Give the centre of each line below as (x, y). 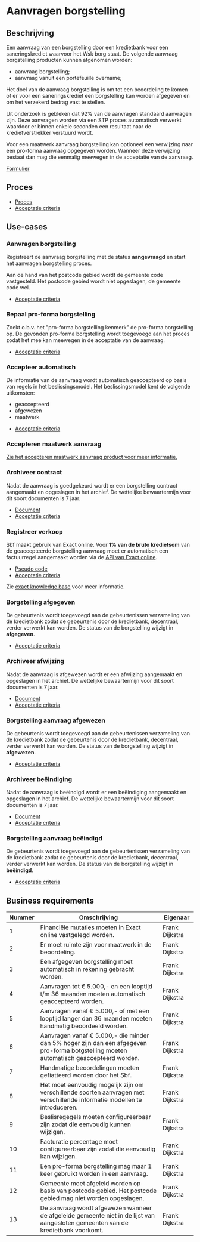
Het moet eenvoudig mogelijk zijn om (92, 1085)
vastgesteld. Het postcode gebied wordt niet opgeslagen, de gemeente (94, 281)
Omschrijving (99, 917)
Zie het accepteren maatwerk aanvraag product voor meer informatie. (92, 457)
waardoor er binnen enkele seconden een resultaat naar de (79, 126)
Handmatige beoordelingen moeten (90, 1068)
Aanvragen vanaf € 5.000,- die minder (95, 1035)
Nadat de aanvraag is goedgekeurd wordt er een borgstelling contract (92, 485)
